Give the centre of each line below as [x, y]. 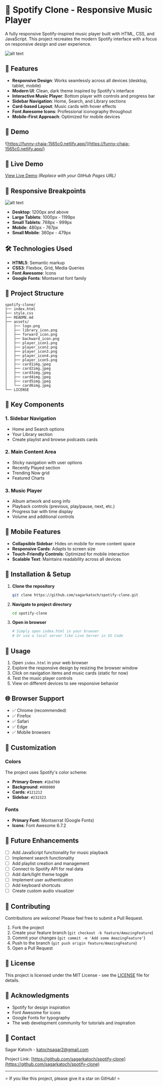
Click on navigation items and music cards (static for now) [70, 673]
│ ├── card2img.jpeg [28, 368]
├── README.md [19, 317]
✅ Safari [20, 721]
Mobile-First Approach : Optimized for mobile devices [66, 117]
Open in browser [29, 622]
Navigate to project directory [42, 604]
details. [12, 980]
